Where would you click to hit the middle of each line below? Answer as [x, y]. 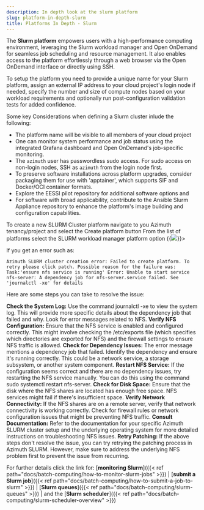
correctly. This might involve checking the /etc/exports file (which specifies [101, 332]
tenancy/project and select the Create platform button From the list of [94, 231]
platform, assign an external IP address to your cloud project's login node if [101, 85]
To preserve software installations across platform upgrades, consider [104, 174]
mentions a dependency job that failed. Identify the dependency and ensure [102, 352]
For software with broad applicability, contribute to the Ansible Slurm [101, 200]
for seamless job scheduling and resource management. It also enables [96, 54]
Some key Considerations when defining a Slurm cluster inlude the [90, 116]
